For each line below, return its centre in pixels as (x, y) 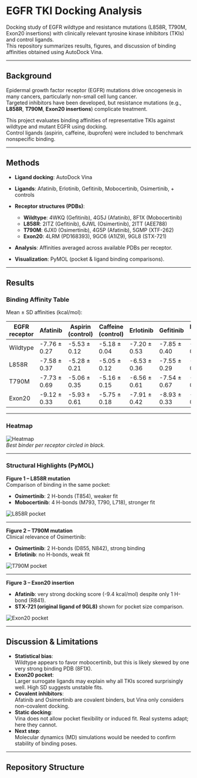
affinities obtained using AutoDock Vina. (55, 52)
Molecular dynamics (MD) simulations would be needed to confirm (95, 737)
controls (25, 194)
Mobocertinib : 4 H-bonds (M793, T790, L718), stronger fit (85, 502)
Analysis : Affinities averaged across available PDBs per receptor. (94, 247)
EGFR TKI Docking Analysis (74, 11)
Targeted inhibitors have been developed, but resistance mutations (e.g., (94, 102)
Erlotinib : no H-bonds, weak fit (52, 554)
